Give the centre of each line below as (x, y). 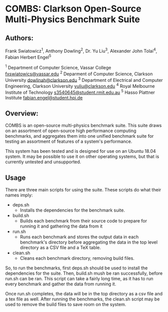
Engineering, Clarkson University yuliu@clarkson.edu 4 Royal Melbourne (80, 86)
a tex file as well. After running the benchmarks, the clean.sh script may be (82, 299)
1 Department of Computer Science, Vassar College (58, 67)
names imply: (19, 195)
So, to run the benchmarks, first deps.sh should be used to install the (76, 268)
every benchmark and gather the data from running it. (61, 284)
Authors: (19, 38)
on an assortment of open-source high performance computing (71, 131)
